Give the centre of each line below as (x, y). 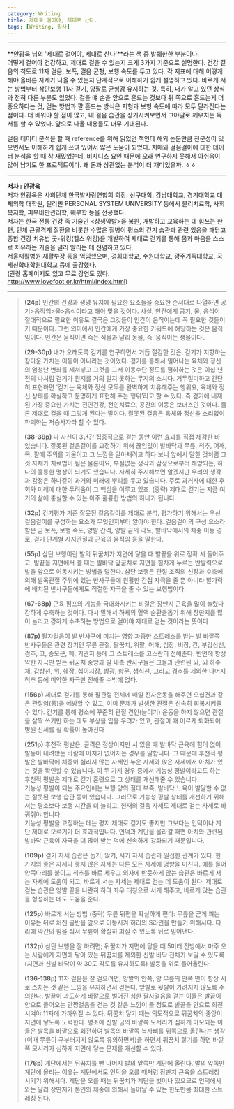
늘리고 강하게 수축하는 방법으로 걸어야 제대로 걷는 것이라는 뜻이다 (120, 621)
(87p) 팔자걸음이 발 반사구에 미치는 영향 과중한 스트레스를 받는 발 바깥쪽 (122, 636)
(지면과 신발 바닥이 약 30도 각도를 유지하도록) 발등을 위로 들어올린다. (117, 964)
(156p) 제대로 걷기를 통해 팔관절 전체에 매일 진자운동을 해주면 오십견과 (120, 695)
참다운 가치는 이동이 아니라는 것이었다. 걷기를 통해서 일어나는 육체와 (116, 361)
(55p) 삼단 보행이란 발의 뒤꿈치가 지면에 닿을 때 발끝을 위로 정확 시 (115, 554)
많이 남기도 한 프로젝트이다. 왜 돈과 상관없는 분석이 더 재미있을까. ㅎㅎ (102, 165)
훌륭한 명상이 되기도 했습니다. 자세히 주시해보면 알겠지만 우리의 (123, 472)
